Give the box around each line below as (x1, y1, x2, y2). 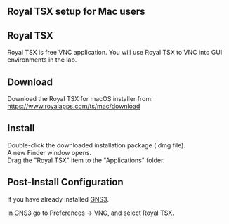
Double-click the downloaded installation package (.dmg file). (7, 140, 186, 150)
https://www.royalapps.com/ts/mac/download (7, 102, 140, 111)
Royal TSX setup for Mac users (7, 6, 145, 18)
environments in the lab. (7, 55, 77, 64)
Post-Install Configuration (7, 176, 124, 188)
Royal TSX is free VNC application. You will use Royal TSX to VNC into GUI (7, 48, 223, 57)
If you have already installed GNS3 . (7, 195, 109, 203)
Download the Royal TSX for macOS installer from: (7, 95, 153, 103)
